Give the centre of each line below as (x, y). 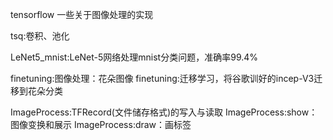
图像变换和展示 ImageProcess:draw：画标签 (101, 124)
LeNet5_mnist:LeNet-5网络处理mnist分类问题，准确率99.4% (134, 57)
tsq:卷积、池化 (40, 36)
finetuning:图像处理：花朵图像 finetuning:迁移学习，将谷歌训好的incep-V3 (162, 78)
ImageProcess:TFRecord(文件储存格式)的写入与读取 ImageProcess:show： (164, 112)
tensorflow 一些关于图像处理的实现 (82, 14)
